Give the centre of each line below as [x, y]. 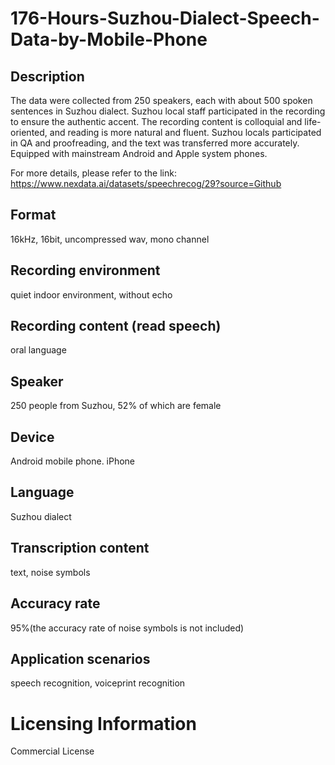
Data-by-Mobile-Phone [109, 39]
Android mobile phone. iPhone [73, 461]
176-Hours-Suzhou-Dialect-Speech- [165, 18]
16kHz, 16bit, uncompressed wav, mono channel [110, 239]
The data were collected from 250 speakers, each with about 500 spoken [161, 100]
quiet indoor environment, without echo [91, 294]
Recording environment [85, 270]
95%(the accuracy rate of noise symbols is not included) [127, 628]
